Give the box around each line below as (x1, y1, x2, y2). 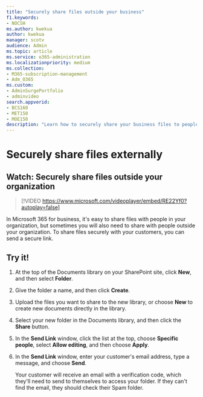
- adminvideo (6, 93, 39, 99)
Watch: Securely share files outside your (6, 172, 163, 182)
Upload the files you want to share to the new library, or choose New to (14, 298, 193, 305)
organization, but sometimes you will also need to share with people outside (6, 222, 195, 229)
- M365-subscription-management (6, 71, 88, 77)
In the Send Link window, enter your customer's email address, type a (14, 353, 190, 360)
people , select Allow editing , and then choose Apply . (14, 341, 150, 349)
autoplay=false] (21, 204, 60, 211)
